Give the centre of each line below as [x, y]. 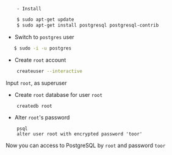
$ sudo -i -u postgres [42, 48]
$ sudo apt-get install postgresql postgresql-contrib [88, 25]
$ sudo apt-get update [45, 20]
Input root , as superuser [36, 83]
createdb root [34, 106]
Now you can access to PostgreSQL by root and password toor [86, 145]
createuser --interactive [50, 71]
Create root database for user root [59, 94]
